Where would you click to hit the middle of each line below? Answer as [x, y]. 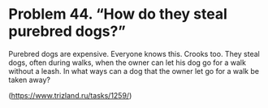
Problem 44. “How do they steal [118, 14]
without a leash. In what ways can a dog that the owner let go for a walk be [134, 71]
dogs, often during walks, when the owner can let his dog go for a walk [127, 63]
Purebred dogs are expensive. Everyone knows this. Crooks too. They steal [134, 54]
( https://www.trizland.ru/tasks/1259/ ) [70, 95]
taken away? [30, 80]
